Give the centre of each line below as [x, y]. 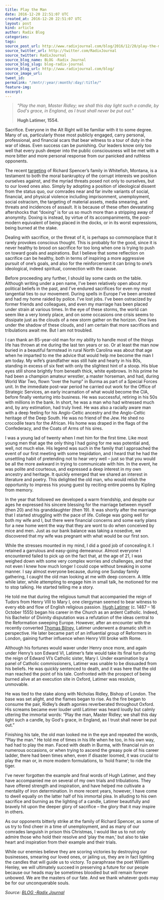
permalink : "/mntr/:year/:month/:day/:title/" [53, 82]
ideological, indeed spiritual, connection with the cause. [61, 269]
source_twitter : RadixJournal [36, 55]
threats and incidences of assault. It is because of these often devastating [79, 207]
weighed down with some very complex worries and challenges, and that [79, 561]
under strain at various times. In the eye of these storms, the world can [76, 309]
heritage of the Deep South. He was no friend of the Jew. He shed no [75, 418]
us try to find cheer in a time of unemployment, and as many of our [72, 826]
